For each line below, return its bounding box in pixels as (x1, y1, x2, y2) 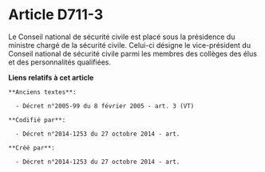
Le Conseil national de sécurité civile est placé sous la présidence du (8, 32, 235, 41)
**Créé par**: (8, 143, 56, 152)
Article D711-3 (8, 6, 104, 24)
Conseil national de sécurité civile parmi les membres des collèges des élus (8, 49, 258, 58)
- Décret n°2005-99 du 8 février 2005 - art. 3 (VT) (15, 102, 195, 110)
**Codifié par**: (8, 115, 66, 124)
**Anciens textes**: (8, 88, 77, 96)
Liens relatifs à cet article (8, 72, 94, 82)
